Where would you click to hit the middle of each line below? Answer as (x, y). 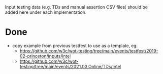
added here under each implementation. (46, 12)
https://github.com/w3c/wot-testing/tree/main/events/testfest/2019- (89, 50)
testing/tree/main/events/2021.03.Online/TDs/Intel (70, 66)
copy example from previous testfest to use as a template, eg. (75, 46)
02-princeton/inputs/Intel (45, 56)
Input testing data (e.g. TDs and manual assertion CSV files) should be (76, 7)
